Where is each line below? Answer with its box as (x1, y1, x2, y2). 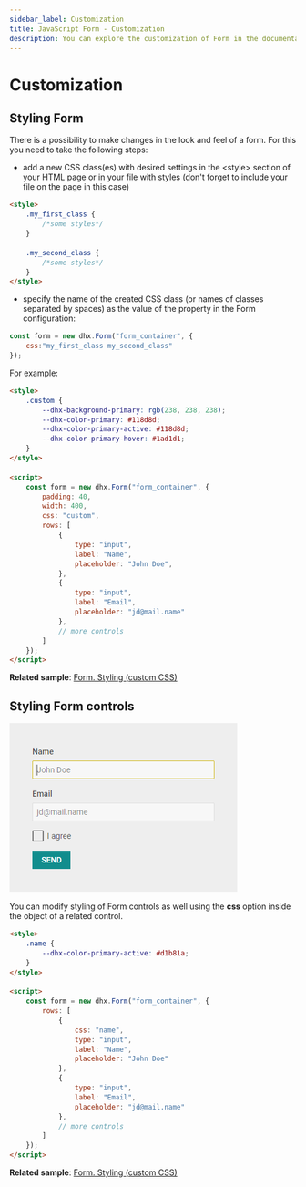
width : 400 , (42, 501, 88, 511)
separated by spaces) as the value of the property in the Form (22, 304, 257, 315)
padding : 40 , (42, 492, 92, 501)
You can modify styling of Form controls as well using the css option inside (9, 901, 291, 912)
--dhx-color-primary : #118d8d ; (42, 415, 161, 424)
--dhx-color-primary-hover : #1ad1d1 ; (42, 434, 185, 444)
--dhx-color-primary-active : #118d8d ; (42, 425, 189, 434)
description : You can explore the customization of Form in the (9, 34, 259, 43)
